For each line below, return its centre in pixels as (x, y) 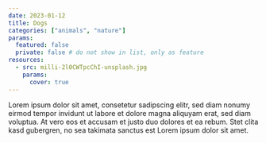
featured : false (42, 45)
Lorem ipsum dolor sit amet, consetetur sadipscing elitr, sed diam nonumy (129, 105)
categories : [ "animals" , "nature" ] (67, 30)
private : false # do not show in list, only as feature (110, 52)
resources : (26, 60)
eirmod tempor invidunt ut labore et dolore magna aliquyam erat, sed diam (130, 113)
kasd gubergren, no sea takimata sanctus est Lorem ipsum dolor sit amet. (128, 130)
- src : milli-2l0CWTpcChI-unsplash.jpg (81, 68)
